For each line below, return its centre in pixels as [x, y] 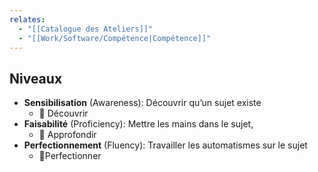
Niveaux [36, 78]
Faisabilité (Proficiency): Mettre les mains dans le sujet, [138, 124]
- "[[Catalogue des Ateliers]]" [86, 29]
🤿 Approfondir [67, 135]
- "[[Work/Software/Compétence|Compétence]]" [115, 38]
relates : [27, 19]
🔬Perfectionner [70, 156]
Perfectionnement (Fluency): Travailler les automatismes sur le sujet [165, 145]
